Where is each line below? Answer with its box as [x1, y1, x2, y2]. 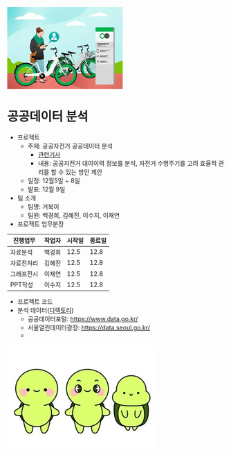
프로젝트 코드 [17, 297, 53, 305]
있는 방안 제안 [65, 167, 102, 176]
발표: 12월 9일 [27, 184, 66, 194]
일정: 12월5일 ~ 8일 [27, 176, 81, 184]
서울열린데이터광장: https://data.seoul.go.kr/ [27, 323, 151, 332]
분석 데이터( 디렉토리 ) [17, 306, 74, 314]
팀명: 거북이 [27, 202, 59, 211]
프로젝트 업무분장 [17, 219, 64, 228]
